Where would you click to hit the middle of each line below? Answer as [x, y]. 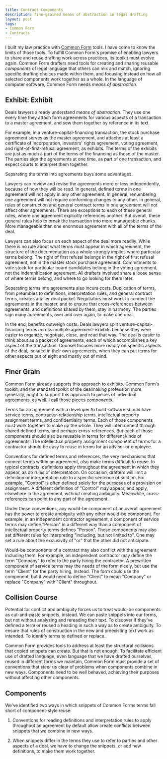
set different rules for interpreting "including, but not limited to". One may [80, 535]
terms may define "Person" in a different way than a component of [73, 524]
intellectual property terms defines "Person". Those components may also [81, 530]
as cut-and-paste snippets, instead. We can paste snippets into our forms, [81, 615]
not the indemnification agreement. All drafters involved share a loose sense [83, 273]
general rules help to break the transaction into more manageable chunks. [81, 221]
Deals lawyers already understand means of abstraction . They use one [78, 112]
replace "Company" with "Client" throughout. [51, 582]
